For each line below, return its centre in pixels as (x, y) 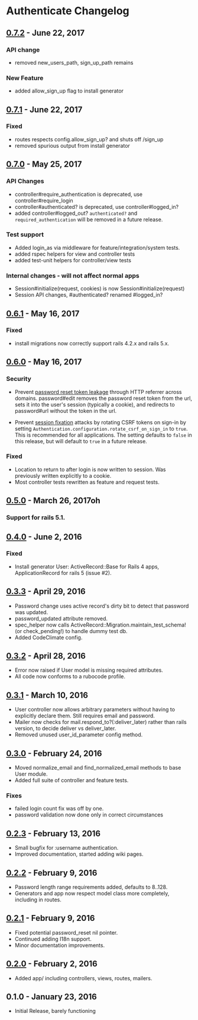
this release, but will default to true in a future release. (81, 441)
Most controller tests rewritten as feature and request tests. (87, 482)
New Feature (25, 78)
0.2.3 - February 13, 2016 (53, 833)
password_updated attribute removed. (61, 618)
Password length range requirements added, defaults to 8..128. (91, 887)
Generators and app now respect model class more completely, (92, 893)
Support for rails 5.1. (36, 517)
